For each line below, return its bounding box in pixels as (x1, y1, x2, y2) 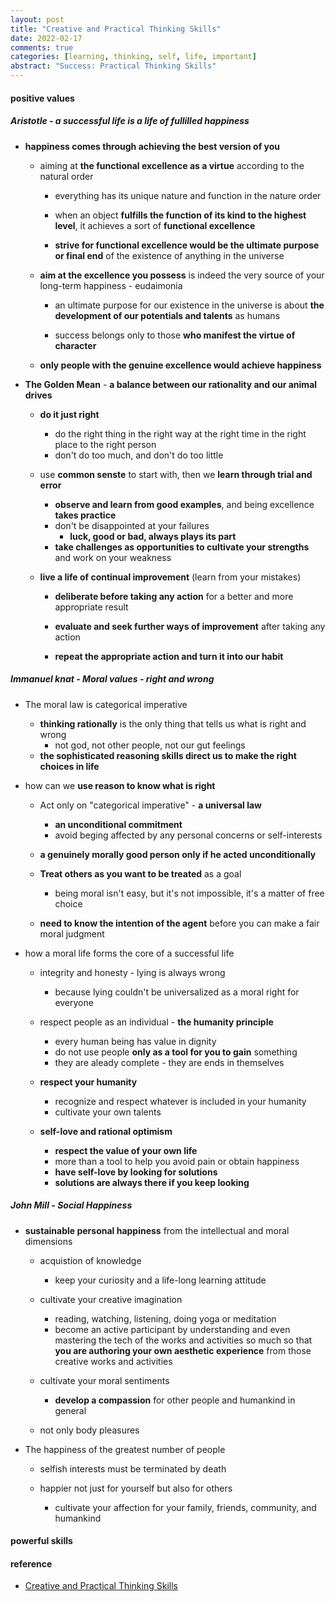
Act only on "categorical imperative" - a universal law (39, 799, 262, 811)
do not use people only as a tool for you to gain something (54, 1046, 298, 1058)
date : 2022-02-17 (10, 33, 83, 43)
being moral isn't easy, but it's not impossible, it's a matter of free (54, 887, 325, 899)
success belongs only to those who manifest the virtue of (54, 329, 296, 341)
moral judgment (39, 927, 105, 940)
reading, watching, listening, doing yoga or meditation (54, 1312, 277, 1325)
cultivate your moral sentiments (39, 1374, 170, 1386)
